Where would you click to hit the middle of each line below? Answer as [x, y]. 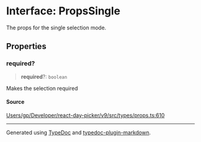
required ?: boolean [44, 77]
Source [16, 102]
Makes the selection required [42, 88]
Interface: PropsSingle [63, 11]
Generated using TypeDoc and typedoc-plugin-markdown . [79, 132]
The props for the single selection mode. [56, 28]
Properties [26, 46]
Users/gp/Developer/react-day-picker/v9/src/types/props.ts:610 [86, 115]
